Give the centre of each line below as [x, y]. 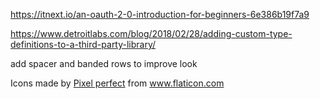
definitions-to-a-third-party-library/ [83, 44]
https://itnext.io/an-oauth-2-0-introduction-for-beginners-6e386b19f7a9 [160, 14]
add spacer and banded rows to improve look [104, 63]
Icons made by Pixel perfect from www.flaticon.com [117, 83]
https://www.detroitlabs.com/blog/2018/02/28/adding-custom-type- [151, 33]
